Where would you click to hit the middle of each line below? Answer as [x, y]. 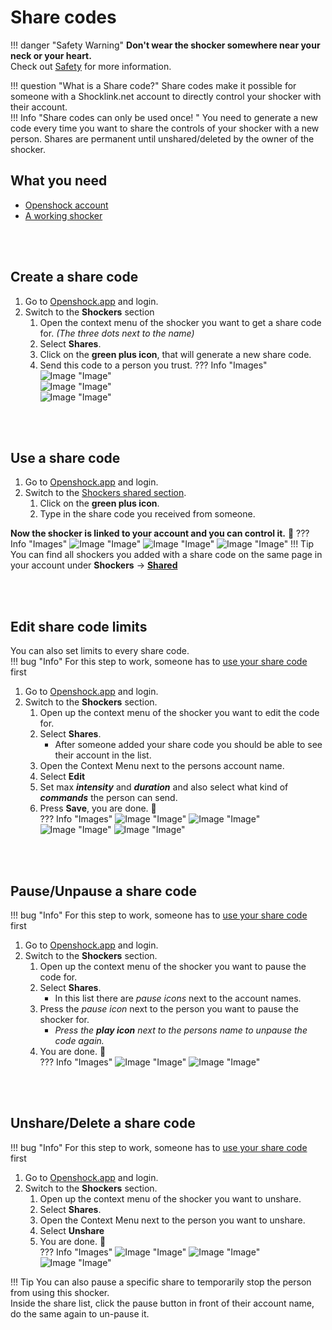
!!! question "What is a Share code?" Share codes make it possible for [153, 85]
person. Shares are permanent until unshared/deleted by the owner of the [162, 138]
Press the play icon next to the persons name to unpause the [181, 1030]
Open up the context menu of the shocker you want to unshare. [170, 1198]
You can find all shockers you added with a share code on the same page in [166, 555]
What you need [59, 181]
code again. [79, 1040]
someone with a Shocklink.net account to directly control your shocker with [166, 96]
